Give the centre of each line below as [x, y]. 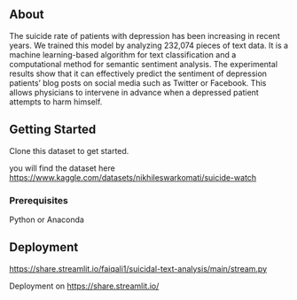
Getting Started [53, 130]
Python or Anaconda [47, 219]
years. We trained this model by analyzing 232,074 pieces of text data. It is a [149, 45]
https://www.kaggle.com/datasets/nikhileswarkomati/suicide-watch [133, 177]
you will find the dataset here [62, 168]
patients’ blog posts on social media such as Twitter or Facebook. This [138, 82]
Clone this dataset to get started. [69, 150]
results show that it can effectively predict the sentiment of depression [138, 73]
